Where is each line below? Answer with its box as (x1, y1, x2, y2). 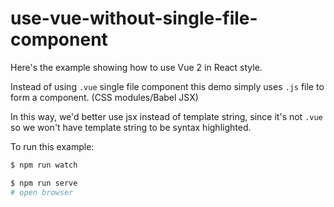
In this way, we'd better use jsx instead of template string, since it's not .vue (10, 110, 323, 122)
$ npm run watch (10, 160, 78, 170)
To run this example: (10, 140, 95, 152)
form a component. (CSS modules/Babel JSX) (10, 91, 199, 103)
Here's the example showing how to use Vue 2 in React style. (10, 61, 263, 73)
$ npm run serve (10, 178, 78, 188)
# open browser (10, 187, 74, 197)
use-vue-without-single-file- (10, 7, 258, 30)
